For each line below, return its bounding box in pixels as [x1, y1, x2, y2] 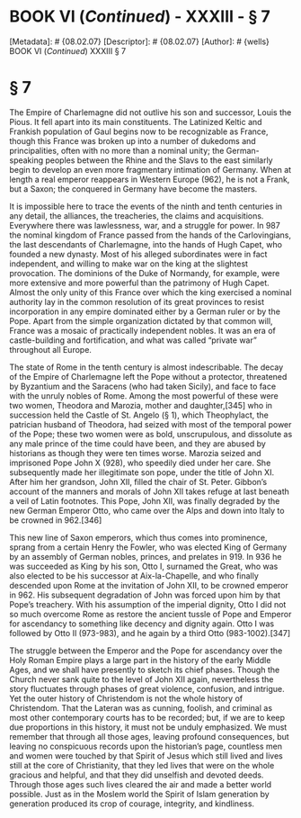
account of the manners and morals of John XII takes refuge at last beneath [9, 486, 290, 497]
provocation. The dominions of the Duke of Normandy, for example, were [9, 267, 280, 278]
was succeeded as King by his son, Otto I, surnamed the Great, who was [9, 561, 279, 571]
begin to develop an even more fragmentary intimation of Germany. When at [9, 164, 292, 175]
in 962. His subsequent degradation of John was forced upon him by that [9, 589, 281, 600]
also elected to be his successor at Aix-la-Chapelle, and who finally [9, 570, 259, 581]
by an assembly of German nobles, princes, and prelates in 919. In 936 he [9, 551, 282, 562]
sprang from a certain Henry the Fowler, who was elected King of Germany [9, 542, 288, 553]
